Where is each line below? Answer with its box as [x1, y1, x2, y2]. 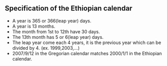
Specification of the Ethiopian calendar [5, 4, 133, 13]
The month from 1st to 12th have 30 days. [12, 28, 100, 35]
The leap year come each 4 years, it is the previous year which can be [12, 39, 161, 46]
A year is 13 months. [12, 23, 55, 29]
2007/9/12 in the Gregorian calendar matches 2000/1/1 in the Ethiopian [12, 50, 162, 56]
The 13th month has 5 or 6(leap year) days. [12, 34, 104, 40]
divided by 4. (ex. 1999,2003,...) [12, 45, 80, 51]
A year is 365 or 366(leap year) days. [12, 17, 92, 24]
